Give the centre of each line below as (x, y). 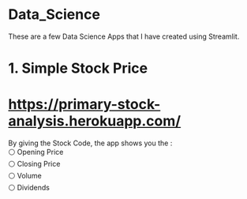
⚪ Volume (25, 176)
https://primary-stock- (84, 105)
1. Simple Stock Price (78, 68)
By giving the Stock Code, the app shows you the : (90, 143)
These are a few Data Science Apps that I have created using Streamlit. (124, 36)
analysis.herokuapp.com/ (95, 121)
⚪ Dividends (29, 188)
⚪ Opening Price (36, 152)
